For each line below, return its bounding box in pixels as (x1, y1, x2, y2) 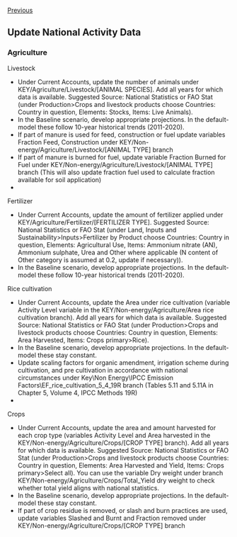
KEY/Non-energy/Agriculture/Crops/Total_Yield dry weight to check (17, 476, 215, 485)
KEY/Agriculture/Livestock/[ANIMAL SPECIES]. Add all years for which (17, 85, 224, 94)
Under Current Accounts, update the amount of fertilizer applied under (17, 210, 224, 219)
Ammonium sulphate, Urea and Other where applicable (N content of (17, 248, 219, 256)
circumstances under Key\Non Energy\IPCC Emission (17, 373, 174, 382)
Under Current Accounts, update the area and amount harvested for (17, 423, 216, 431)
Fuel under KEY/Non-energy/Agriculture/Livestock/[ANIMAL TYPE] (17, 160, 214, 169)
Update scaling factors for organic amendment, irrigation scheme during (17, 358, 229, 367)
